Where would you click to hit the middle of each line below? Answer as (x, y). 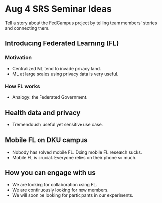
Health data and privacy (43, 113)
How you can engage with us (51, 173)
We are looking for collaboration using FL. (55, 185)
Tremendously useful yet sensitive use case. (58, 124)
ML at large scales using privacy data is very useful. (65, 74)
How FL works (22, 86)
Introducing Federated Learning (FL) (62, 44)
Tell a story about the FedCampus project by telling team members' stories (81, 23)
